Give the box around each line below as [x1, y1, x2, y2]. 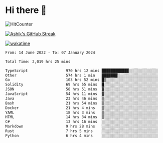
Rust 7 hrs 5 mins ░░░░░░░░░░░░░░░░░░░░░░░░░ [5, 128, 158, 134]
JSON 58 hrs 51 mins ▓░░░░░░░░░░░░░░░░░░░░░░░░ [5, 87, 158, 92]
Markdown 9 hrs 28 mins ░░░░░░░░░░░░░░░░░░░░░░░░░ [5, 124, 158, 129]
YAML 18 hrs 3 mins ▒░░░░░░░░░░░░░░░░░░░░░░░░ [5, 110, 158, 115]
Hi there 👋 [5, 4, 47, 16]
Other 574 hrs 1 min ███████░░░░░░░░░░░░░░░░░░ [5, 72, 158, 78]
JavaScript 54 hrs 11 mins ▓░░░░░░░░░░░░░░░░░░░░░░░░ [5, 91, 158, 96]
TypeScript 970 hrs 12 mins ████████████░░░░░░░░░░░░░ [5, 68, 158, 73]
